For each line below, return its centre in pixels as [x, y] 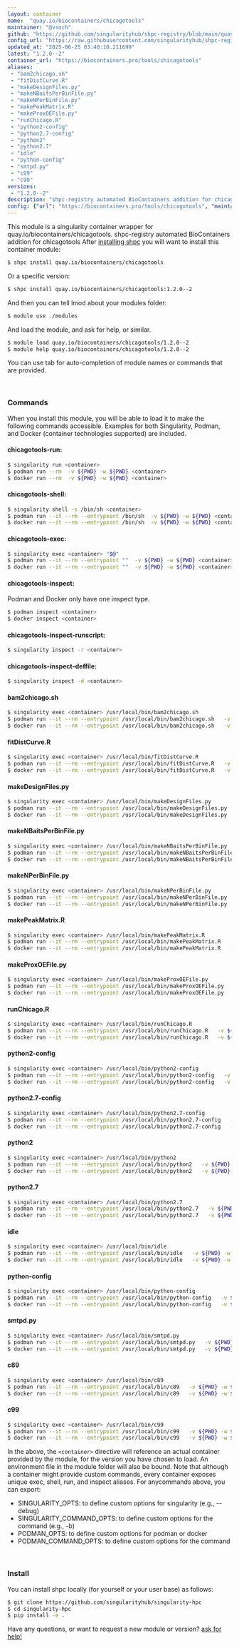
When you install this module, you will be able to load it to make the [106, 418]
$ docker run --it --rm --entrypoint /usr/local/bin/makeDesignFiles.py [117, 815]
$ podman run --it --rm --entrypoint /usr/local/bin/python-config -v [117, 1298]
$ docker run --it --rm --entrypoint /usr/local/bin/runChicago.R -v [116, 1038]
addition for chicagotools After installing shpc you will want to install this [113, 242]
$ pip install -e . [36, 1616]
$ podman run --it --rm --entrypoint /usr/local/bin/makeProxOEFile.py [116, 986]
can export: [24, 1490]
